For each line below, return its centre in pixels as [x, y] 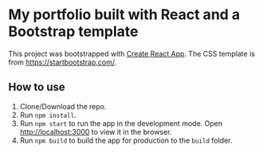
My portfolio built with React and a [124, 15]
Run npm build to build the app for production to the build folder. [126, 140]
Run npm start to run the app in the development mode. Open [121, 123]
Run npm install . [48, 115]
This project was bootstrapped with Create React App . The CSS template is [131, 53]
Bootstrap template [73, 31]
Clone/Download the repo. [63, 106]
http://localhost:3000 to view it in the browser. [96, 131]
